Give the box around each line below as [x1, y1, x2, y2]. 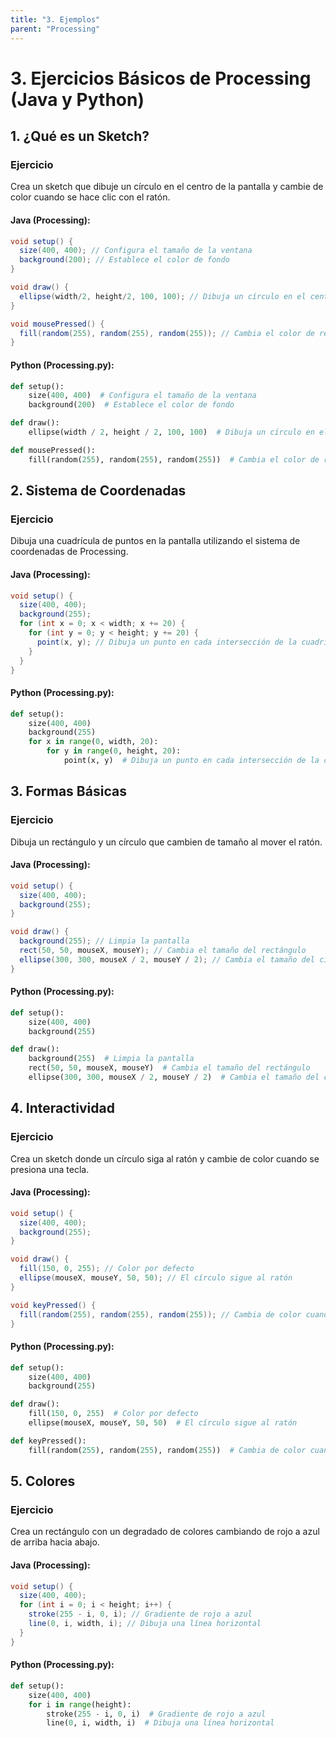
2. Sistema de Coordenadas [10, 482, 187, 500]
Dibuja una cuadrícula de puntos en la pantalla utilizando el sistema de [10, 535, 301, 547]
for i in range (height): [28, 1699, 132, 1710]
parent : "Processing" [10, 24, 101, 34]
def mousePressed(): [10, 445, 97, 455]
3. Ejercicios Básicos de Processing [10, 67, 312, 90]
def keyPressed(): [10, 1436, 87, 1446]
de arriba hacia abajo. [10, 1536, 100, 1548]
